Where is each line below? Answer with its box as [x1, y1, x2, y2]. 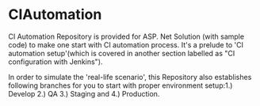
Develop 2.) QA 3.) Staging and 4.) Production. [8, 89, 160, 98]
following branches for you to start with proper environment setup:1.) [8, 81, 233, 90]
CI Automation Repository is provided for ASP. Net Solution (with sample [8, 32, 244, 41]
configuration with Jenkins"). [8, 57, 103, 66]
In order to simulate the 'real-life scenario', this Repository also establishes [8, 72, 252, 81]
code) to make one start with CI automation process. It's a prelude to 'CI [8, 40, 244, 49]
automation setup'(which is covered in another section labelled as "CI [8, 48, 235, 58]
